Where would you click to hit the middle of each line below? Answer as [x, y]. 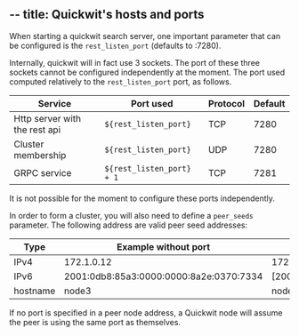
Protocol [226, 103]
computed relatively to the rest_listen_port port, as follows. [121, 81]
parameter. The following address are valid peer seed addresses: [129, 225]
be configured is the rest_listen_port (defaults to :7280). [115, 45]
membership [40, 155]
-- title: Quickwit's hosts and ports [107, 15]
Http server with [48, 118]
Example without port [164, 246]
